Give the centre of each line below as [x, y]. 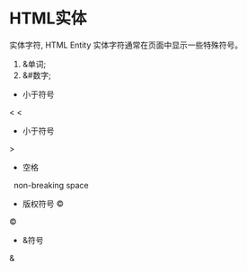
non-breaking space [51, 185]
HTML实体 [48, 18]
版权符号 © [43, 204]
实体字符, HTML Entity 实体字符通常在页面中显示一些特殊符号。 [126, 45]
